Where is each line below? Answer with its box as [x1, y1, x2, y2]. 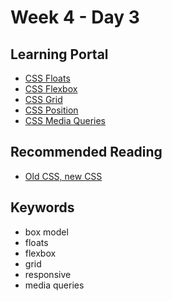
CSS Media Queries [24, 115, 106, 126]
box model [24, 226, 69, 238]
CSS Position [24, 104, 79, 116]
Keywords [10, 199, 75, 216]
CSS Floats [24, 72, 71, 84]
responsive [24, 268, 72, 280]
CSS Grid [24, 94, 63, 105]
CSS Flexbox [24, 83, 78, 95]
